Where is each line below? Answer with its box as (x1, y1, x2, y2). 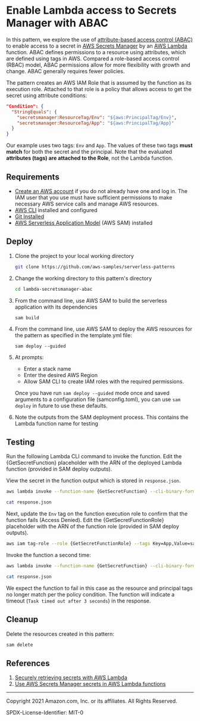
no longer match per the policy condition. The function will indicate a (6, 591, 175, 598)
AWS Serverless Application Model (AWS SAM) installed (14, 219, 153, 226)
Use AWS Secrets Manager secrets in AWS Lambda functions (14, 680, 166, 688)
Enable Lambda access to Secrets (6, 4, 177, 17)
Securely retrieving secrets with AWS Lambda (14, 674, 127, 681)
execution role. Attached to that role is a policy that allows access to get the (6, 85, 192, 92)
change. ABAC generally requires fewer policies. (6, 67, 125, 74)
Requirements (6, 172, 60, 182)
